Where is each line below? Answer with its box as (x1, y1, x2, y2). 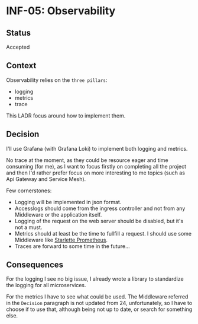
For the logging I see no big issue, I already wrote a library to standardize (6, 275, 184, 282)
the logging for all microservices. (6, 282, 87, 289)
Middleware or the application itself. (14, 211, 102, 218)
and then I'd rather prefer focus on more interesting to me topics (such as (6, 169, 185, 176)
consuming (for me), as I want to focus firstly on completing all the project (6, 163, 187, 170)
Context (6, 61, 37, 71)
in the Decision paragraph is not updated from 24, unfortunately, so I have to (6, 300, 193, 307)
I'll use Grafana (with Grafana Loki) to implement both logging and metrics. (6, 145, 188, 152)
